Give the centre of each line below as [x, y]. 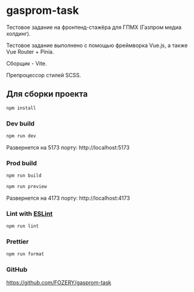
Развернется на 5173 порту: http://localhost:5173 [68, 147]
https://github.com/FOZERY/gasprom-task [59, 283]
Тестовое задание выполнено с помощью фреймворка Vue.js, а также [97, 45]
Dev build [20, 123]
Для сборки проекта [47, 94]
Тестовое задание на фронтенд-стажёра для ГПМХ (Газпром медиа [94, 27]
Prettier [17, 241]
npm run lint [23, 226]
